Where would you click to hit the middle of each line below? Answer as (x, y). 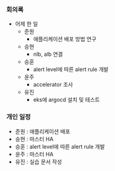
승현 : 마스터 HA (34, 139)
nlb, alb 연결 (48, 54)
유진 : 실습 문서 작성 (38, 161)
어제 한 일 (26, 24)
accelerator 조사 (53, 85)
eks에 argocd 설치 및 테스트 (66, 100)
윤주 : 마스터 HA (34, 154)
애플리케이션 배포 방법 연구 (65, 39)
